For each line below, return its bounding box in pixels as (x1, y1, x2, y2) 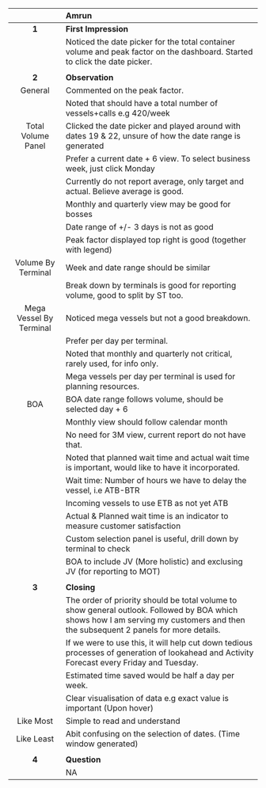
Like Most (17, 716, 54, 726)
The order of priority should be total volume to (66, 595, 237, 605)
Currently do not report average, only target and (66, 176, 244, 187)
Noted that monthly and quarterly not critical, (66, 348, 233, 359)
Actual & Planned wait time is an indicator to (66, 511, 229, 521)
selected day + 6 (66, 404, 128, 414)
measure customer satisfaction (66, 520, 181, 531)
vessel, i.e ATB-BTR (66, 485, 140, 496)
